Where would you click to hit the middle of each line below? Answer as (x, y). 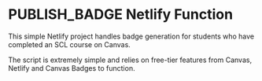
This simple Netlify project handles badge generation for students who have (131, 36)
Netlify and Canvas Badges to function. (72, 68)
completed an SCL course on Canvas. (70, 44)
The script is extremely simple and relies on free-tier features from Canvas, (130, 60)
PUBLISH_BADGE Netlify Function (121, 15)
